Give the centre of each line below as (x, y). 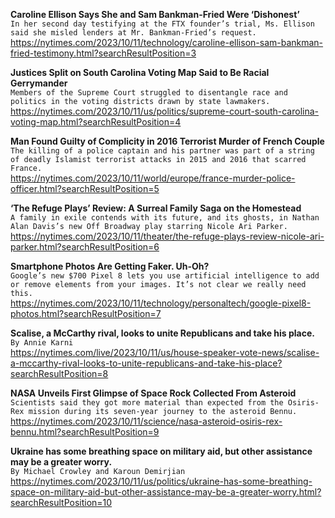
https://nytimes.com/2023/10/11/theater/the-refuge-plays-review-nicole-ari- (167, 236)
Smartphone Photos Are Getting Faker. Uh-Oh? (110, 266)
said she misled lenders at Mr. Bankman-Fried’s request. (133, 33)
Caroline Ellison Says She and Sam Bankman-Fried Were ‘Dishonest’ (155, 14)
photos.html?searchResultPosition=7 (86, 313)
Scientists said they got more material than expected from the (147, 403)
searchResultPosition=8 (59, 373)
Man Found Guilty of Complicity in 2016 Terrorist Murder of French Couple (167, 141)
